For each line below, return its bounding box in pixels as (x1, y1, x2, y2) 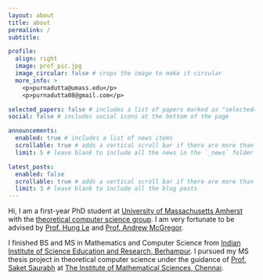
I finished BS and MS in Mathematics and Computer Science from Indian (8, 238, 241, 248)
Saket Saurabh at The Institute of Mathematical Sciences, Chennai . (8, 264, 224, 273)
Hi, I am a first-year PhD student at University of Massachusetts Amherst (8, 206, 243, 216)
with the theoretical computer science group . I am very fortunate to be (8, 215, 235, 224)
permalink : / (8, 26, 51, 34)
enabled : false (15, 170, 65, 178)
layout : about (8, 11, 55, 20)
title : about (8, 19, 51, 27)
